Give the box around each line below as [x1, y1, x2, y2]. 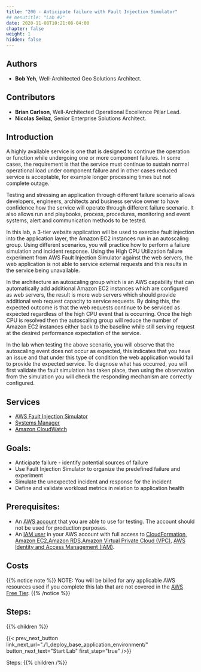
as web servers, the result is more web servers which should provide [6, 291, 176, 298]
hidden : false [6, 37, 42, 43]
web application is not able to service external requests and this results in [6, 261, 188, 268]
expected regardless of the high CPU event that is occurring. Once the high [6, 310, 193, 318]
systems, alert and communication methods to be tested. [6, 217, 147, 224]
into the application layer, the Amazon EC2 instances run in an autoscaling [6, 235, 189, 242]
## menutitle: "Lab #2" [6, 14, 66, 20]
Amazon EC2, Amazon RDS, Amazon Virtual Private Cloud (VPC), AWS [14, 537, 185, 544]
